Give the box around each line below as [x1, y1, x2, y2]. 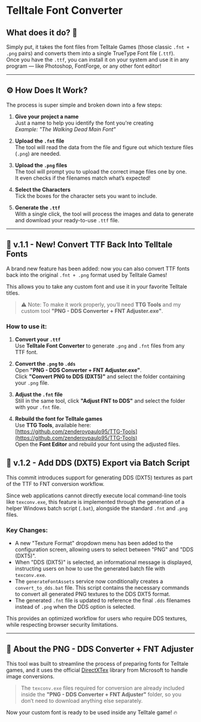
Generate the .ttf [14, 204, 61, 211]
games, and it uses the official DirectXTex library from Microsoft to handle [6, 666, 188, 673]
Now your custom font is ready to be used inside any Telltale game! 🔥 [6, 708, 178, 716]
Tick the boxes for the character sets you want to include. [14, 192, 157, 200]
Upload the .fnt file [14, 137, 65, 144]
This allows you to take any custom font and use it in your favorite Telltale [6, 283, 187, 290]
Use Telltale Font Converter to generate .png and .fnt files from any [14, 342, 185, 349]
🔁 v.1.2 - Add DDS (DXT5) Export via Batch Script [6, 458, 190, 468]
